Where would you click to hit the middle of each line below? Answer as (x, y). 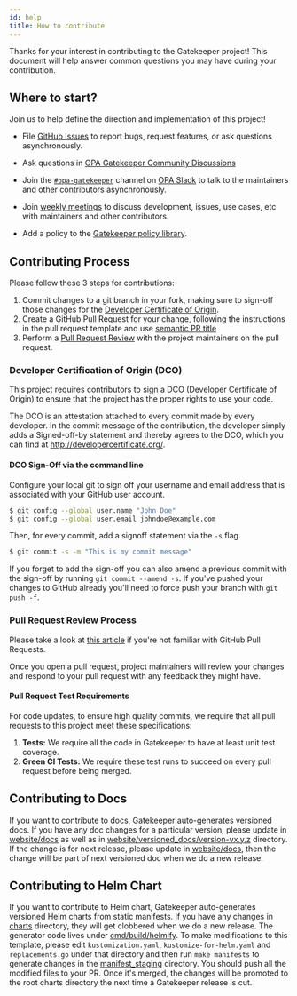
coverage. (40, 752)
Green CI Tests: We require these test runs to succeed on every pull (147, 761)
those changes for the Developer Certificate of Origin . (121, 310)
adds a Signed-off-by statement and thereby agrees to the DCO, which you (146, 435)
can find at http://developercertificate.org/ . (87, 444)
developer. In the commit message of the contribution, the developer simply (148, 426)
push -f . (24, 597)
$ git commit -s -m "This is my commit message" (101, 552)
